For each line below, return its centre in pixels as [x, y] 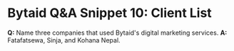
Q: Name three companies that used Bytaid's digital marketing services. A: [117, 33]
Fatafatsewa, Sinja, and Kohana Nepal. [64, 40]
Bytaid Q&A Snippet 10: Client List [110, 13]
